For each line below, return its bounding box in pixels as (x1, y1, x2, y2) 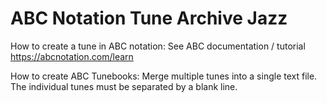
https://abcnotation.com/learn (10, 50, 134, 62)
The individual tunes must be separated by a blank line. (10, 80, 238, 92)
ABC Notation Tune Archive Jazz (10, 7, 288, 30)
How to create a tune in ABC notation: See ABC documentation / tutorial (10, 40, 306, 52)
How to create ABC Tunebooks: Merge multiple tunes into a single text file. (10, 70, 318, 82)
